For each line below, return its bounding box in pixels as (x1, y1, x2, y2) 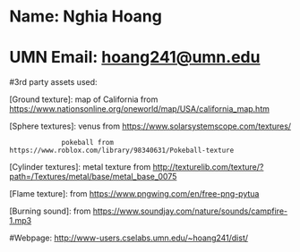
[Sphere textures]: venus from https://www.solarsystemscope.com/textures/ (9, 121, 292, 131)
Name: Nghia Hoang (9, 6, 163, 27)
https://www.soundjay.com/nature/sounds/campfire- (92, 206, 288, 216)
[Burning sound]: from (9, 206, 91, 216)
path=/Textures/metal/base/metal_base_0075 (9, 172, 177, 182)
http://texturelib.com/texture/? (152, 162, 264, 172)
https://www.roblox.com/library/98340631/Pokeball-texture (9, 146, 235, 155)
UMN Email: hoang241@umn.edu (9, 47, 261, 68)
